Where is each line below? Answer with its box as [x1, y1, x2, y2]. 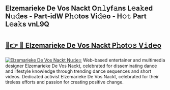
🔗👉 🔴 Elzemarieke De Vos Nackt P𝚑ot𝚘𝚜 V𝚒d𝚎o [5, 41, 162, 50]
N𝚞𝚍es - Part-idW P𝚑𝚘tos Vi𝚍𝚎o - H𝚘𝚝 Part [5, 12, 147, 21]
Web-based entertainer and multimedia [83, 57, 165, 63]
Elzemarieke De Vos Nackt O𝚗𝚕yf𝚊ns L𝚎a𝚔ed [5, 4, 153, 13]
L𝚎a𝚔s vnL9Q [5, 20, 49, 28]
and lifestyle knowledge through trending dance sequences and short [5, 68, 152, 74]
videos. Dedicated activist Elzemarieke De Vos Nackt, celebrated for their [5, 74, 159, 79]
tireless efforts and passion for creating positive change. [5, 79, 124, 85]
